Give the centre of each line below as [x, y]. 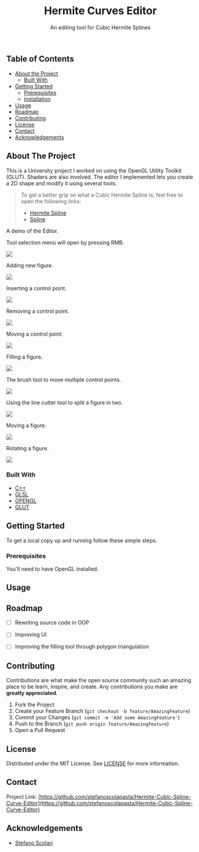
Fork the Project [35, 705]
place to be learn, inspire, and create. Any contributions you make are [92, 687]
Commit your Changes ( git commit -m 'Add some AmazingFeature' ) [97, 718]
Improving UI [30, 635]
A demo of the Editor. [32, 231]
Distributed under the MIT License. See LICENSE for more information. [93, 763]
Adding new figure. [30, 265]
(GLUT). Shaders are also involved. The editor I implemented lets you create [99, 177]
